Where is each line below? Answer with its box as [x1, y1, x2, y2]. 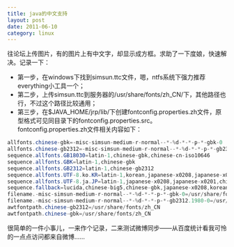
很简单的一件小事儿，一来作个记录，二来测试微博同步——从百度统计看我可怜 [7, 223, 227, 232]
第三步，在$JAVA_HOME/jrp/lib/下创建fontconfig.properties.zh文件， [17, 108, 216, 116]
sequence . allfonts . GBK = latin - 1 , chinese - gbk [7, 158, 136, 166]
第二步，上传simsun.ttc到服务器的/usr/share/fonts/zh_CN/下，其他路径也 [17, 90, 226, 99]
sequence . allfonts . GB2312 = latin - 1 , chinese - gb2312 [7, 165, 155, 172]
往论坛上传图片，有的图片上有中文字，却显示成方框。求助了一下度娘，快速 [7, 49, 221, 58]
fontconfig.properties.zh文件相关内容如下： [17, 125, 143, 134]
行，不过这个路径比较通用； [17, 99, 97, 108]
